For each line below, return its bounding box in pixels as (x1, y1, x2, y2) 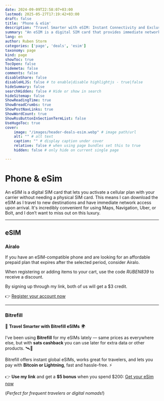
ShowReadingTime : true (5, 98, 51, 103)
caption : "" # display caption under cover (14, 139, 104, 144)
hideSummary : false (5, 84, 45, 89)
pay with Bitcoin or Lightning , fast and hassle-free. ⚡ (5, 362, 112, 368)
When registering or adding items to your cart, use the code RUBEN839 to (5, 269, 154, 275)
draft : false (5, 16, 32, 21)
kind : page (5, 52, 27, 58)
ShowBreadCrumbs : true (5, 102, 51, 107)
